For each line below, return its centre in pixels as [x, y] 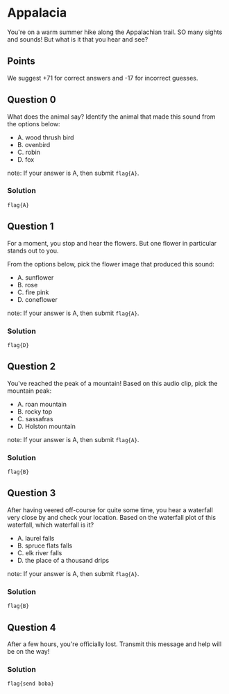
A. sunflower [35, 277]
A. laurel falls [36, 538]
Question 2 [32, 367]
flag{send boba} [31, 684]
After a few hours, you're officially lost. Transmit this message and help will [114, 644]
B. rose [27, 285]
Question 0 [32, 100]
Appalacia [37, 13]
